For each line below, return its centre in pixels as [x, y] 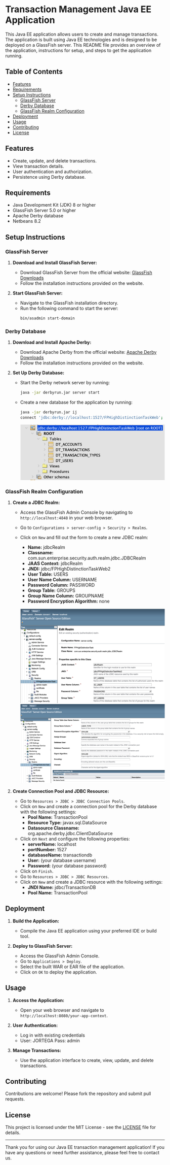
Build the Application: [36, 921]
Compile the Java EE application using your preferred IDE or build [88, 930]
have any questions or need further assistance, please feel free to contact [82, 1153]
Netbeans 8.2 [27, 221]
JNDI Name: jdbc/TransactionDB [62, 887]
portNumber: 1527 [47, 849]
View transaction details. [38, 166]
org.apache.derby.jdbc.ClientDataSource [70, 833]
